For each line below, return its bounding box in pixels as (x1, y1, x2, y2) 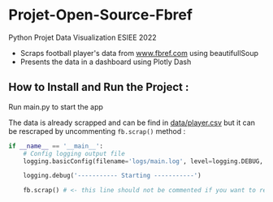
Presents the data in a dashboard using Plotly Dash (19, 57, 192, 67)
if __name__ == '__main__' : (8, 142, 104, 150)
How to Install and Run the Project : (8, 80, 189, 94)
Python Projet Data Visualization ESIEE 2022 (8, 32, 157, 42)
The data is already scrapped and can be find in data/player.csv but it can (8, 118, 256, 127)
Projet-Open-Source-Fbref (8, 6, 193, 24)
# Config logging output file (23, 149, 126, 157)
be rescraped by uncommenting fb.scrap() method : (8, 126, 186, 135)
